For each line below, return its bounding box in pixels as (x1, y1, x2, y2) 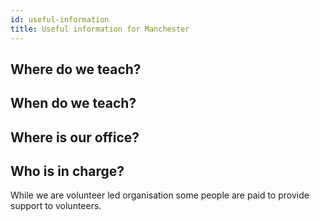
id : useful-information (10, 14, 110, 25)
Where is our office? (10, 129, 140, 146)
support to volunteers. (10, 200, 102, 212)
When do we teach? (10, 95, 137, 112)
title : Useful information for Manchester (10, 24, 190, 34)
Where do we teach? (10, 61, 142, 78)
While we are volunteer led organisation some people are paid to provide (10, 189, 310, 201)
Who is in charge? (10, 163, 125, 180)
